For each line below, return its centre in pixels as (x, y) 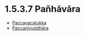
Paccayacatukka (29, 23)
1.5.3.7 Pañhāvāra (43, 9)
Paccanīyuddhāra (30, 28)
